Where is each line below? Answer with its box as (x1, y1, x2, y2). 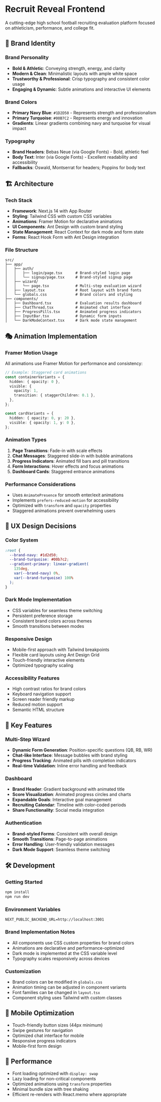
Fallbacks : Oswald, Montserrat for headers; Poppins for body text (12, 165, 146, 171)
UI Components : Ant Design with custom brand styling (12, 223, 123, 230)
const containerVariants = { (5, 375, 65, 379)
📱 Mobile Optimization (5, 1009, 75, 1017)
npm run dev (5, 895, 29, 899)
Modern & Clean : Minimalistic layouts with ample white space (12, 70, 137, 76)
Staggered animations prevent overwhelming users (12, 508, 116, 514)
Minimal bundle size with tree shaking (12, 1086, 89, 1092)
